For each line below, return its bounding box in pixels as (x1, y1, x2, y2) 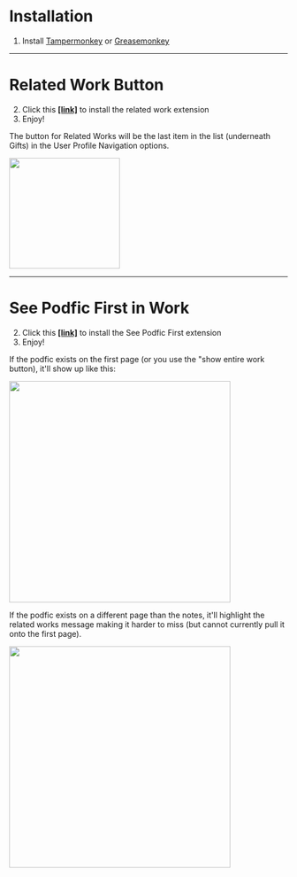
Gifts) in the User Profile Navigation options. (9, 140, 170, 151)
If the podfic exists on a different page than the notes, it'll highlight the (9, 609, 265, 620)
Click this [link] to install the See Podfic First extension (21, 327, 222, 338)
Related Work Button (9, 75, 164, 95)
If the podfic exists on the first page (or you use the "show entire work (9, 353, 265, 364)
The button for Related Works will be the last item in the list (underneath (9, 130, 271, 141)
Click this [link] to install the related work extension (21, 104, 209, 114)
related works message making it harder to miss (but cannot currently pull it (9, 618, 286, 630)
